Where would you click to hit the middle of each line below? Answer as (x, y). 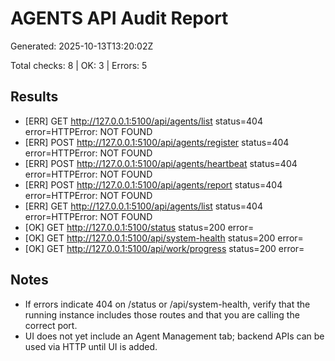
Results (34, 97)
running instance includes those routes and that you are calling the (162, 314)
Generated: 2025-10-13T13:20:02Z (82, 46)
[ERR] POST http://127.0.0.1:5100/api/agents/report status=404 (153, 184)
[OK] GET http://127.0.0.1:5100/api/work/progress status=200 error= (164, 248)
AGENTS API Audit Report (119, 18)
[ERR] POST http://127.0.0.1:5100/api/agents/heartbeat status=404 (161, 163)
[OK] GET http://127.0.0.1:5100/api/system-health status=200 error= (164, 238)
